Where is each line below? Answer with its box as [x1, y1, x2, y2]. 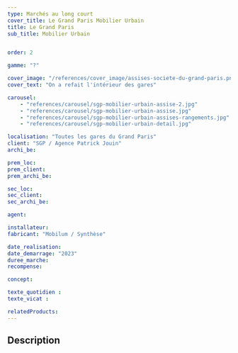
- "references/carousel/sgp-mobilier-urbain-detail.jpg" [20, 121, 192, 128]
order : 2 [7, 49, 33, 57]
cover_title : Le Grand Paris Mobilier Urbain [7, 17, 144, 24]
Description [7, 335, 60, 347]
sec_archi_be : [7, 198, 50, 206]
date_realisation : [7, 243, 62, 250]
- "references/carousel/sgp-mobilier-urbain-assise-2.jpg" [20, 101, 198, 108]
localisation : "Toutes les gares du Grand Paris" [7, 133, 157, 140]
